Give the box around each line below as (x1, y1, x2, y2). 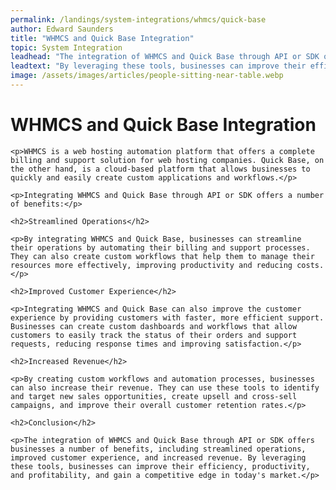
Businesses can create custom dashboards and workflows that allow (10, 321, 298, 331)
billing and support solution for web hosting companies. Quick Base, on (10, 155, 325, 165)
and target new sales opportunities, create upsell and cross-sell (10, 391, 298, 401)
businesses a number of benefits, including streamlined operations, (10, 444, 307, 454)
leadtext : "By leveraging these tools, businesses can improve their (10, 61, 307, 71)
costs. (296, 260, 325, 270)
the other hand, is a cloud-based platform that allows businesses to (10, 164, 311, 174)
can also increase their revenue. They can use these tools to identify (10, 382, 320, 393)
